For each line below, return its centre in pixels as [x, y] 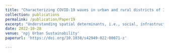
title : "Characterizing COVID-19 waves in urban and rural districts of [83, 10]
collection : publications [32, 15]
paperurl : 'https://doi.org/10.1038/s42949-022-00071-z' [66, 38]
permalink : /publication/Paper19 [40, 19]
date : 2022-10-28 [23, 29]
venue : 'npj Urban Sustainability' [43, 33]
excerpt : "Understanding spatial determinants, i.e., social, [72, 24]
